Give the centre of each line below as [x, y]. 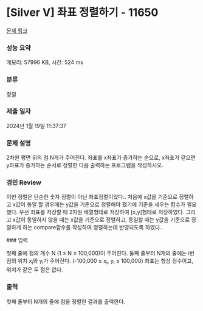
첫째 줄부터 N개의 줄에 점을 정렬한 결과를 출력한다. [66, 301]
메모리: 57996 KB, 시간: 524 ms [45, 62]
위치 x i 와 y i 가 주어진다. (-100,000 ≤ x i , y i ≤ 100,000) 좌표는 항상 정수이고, [105, 262]
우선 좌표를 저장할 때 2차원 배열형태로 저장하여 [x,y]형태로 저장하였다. [102, 212]
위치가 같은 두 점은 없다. [35, 270]
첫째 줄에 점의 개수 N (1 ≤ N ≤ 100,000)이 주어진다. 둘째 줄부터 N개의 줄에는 [97, 253]
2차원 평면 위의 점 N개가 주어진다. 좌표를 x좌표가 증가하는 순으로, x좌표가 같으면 [101, 158]
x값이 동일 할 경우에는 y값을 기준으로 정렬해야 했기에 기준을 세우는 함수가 [99, 204]
